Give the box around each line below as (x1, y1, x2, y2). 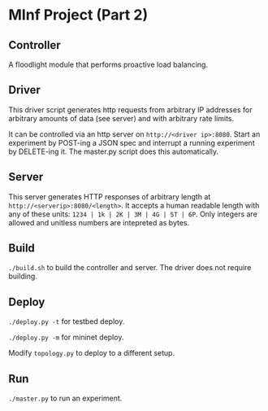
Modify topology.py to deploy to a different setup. (8, 348, 175, 358)
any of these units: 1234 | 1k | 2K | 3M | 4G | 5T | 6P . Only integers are (8, 209, 257, 219)
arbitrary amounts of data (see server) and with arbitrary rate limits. (8, 113, 235, 123)
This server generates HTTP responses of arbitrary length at (8, 191, 211, 201)
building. (8, 271, 38, 282)
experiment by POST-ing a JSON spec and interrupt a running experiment (8, 138, 255, 147)
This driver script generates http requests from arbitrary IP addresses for (8, 104, 253, 115)
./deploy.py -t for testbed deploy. (8, 317, 125, 326)
